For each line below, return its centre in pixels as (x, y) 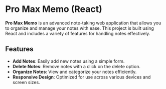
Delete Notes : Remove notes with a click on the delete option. (76, 66)
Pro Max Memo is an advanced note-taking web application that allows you (83, 23)
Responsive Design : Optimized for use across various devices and (81, 77)
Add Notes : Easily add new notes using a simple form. (68, 61)
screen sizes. (26, 82)
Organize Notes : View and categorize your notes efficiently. (74, 72)
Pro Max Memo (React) (54, 9)
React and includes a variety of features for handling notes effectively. (78, 33)
